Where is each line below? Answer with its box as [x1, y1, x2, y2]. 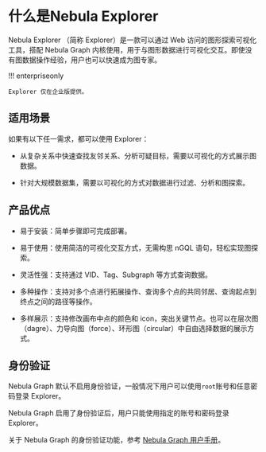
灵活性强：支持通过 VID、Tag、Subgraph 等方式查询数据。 [19, 270, 213, 279]
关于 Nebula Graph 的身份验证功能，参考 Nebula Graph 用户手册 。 [8, 435, 226, 445]
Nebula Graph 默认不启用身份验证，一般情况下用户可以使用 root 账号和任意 [8, 381, 251, 391]
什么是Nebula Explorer [8, 7, 159, 25]
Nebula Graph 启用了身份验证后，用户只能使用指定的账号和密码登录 [8, 408, 230, 418]
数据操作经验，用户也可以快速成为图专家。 [21, 55, 161, 64]
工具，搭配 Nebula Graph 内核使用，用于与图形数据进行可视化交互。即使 [8, 45, 246, 54]
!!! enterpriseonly [8, 71, 64, 80]
